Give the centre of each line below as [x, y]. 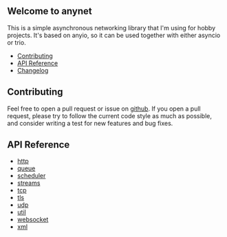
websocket [33, 220]
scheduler [31, 176]
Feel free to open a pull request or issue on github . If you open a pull [104, 109]
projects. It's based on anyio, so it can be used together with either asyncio [114, 35]
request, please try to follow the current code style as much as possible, [109, 115]
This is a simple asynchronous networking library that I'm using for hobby [111, 27]
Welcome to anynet [50, 11]
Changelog [33, 70]
